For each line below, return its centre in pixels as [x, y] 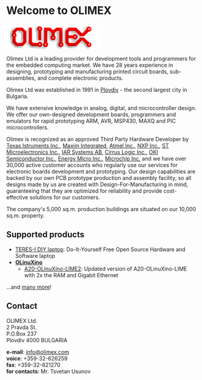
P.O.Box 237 [22, 333]
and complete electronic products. [80, 78]
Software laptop [35, 255]
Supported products [45, 235]
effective [17, 197]
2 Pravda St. [22, 327]
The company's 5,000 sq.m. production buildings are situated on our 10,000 [101, 209]
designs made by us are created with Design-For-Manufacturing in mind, [97, 184]
